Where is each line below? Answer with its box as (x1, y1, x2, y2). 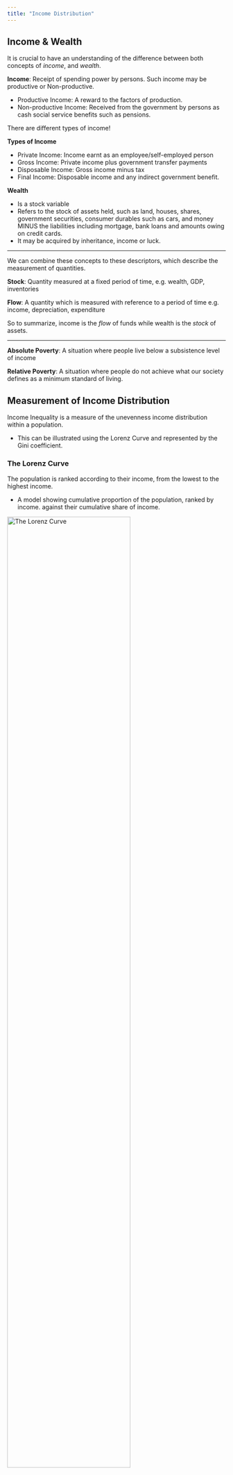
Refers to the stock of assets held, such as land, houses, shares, (17, 207, 202, 216)
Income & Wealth (7, 36, 83, 48)
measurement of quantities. (7, 264, 86, 273)
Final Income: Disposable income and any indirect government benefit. (17, 173, 220, 181)
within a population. (7, 420, 64, 429)
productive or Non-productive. (7, 83, 95, 91)
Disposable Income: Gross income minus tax (17, 166, 145, 174)
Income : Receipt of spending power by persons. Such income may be (7, 75, 207, 83)
